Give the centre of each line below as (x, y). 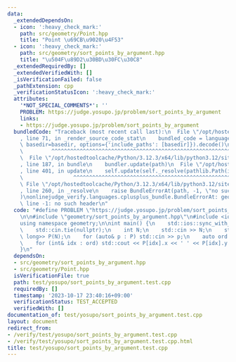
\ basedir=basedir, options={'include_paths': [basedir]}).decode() (122, 145)
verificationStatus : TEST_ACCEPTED (66, 302)
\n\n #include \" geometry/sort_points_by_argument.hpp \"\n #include (119, 217)
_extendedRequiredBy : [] (50, 66)
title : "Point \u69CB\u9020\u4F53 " (72, 40)
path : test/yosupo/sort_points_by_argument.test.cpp (92, 282)
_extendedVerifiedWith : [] (53, 73)
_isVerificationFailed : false (58, 79)
